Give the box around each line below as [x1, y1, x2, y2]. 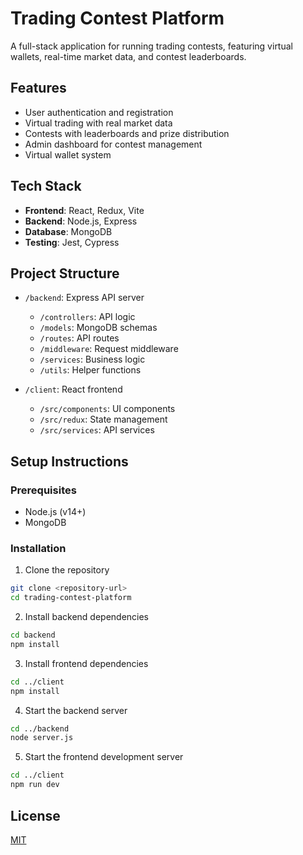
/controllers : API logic [39, 311, 136, 323]
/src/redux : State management [39, 413, 168, 426]
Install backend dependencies [24, 611, 150, 623]
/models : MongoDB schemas [39, 322, 158, 334]
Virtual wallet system [24, 148, 112, 161]
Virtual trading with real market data [24, 117, 173, 129]
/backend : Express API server [24, 292, 145, 304]
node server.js [10, 733, 74, 743]
